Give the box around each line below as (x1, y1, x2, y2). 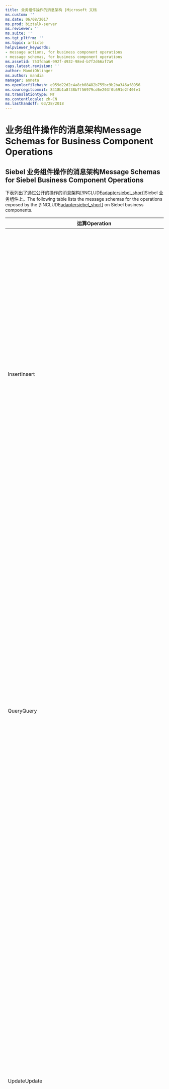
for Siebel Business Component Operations (5, 176, 144, 184)
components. (5, 207, 33, 213)
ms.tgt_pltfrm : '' (5, 36, 44, 41)
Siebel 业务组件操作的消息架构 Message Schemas (5, 167, 160, 176)
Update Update (8, 1077, 43, 1084)
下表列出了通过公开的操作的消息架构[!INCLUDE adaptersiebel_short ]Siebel (5, 190, 158, 196)
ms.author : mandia (5, 73, 44, 78)
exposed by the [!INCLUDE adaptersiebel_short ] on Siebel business (5, 202, 144, 208)
